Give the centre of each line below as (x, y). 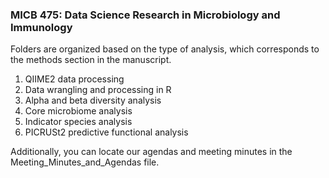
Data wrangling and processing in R (98, 90)
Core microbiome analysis (78, 111)
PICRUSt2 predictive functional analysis (106, 132)
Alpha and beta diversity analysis (93, 100)
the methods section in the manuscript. (91, 60)
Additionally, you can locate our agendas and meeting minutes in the (151, 152)
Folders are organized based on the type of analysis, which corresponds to (165, 49)
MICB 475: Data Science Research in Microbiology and (145, 15)
